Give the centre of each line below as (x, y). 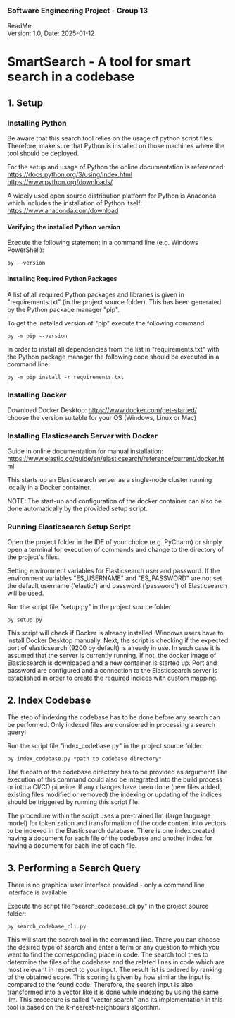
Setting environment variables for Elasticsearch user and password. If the (114, 571)
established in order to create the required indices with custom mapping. (113, 678)
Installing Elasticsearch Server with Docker (83, 436)
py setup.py (25, 620)
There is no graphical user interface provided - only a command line (106, 885)
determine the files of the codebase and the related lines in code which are (116, 962)
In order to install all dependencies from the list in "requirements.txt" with (113, 349)
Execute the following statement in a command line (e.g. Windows (103, 243)
